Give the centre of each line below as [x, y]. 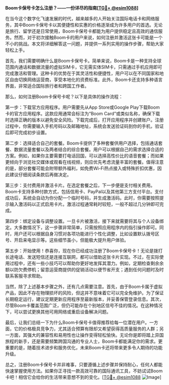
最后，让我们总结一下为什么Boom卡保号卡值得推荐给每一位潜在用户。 [77, 322]
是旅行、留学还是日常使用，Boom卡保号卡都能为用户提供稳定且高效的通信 [82, 31]
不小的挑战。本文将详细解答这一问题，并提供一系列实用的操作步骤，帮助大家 [84, 44]
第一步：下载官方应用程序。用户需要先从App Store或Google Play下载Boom [82, 107]
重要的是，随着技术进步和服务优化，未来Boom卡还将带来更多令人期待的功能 [84, 348]
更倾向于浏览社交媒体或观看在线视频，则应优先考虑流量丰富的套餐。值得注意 [84, 162]
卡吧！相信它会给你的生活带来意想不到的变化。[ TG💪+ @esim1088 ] [83, 377]
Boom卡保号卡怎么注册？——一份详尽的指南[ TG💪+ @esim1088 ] [72, 8]
